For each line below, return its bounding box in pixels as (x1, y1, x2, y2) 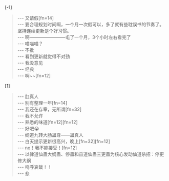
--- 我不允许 (17, 113, 44, 118)
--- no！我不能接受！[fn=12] (17, 145, 77, 151)
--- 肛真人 (17, 93, 39, 99)
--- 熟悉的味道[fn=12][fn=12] (17, 119, 78, 125)
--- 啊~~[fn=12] (17, 73, 51, 78)
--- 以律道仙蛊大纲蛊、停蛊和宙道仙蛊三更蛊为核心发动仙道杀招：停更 (17, 151, 164, 157)
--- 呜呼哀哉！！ (17, 164, 52, 170)
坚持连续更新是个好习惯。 (17, 28, 72, 34)
